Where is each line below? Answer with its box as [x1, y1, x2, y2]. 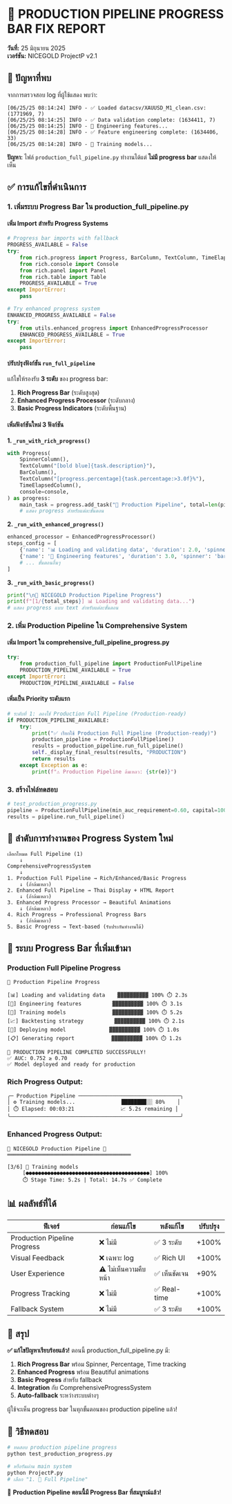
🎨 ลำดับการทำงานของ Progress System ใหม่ [7, 832, 174, 844]
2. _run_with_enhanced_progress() [7, 520, 104, 528]
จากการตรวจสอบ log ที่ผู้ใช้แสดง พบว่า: [7, 90, 98, 99]
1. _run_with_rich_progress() [7, 436, 91, 445]
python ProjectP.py [7, 1469, 64, 1476]
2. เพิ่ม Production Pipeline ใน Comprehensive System [7, 621, 188, 631]
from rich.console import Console [19, 260, 119, 267]
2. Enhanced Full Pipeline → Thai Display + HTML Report [7, 887, 175, 894]
